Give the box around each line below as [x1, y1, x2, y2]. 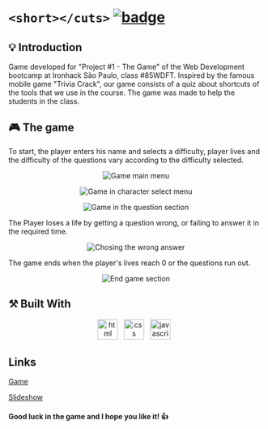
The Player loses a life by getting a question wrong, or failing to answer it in [8, 217, 260, 227]
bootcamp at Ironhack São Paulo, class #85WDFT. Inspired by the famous [8, 71, 255, 80]
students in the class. [8, 97, 79, 105]
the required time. [8, 226, 68, 236]
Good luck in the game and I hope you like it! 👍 [8, 412, 168, 422]
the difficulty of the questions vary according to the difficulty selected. [8, 155, 245, 165]
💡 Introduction [8, 41, 83, 54]
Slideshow [8, 393, 43, 402]
